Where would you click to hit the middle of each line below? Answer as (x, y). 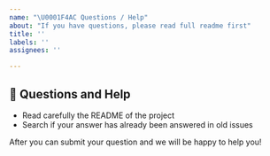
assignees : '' (35, 51)
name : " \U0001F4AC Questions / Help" (79, 17)
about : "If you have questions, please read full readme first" (130, 26)
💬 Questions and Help (70, 94)
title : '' (27, 34)
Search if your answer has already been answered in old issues (138, 124)
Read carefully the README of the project (98, 115)
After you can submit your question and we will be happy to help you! (135, 142)
